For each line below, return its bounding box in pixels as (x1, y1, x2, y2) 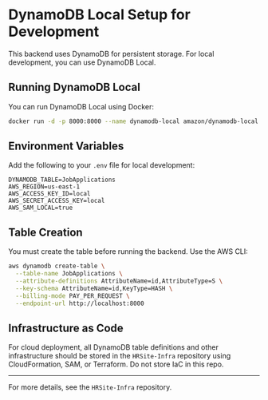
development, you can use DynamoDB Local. (8, 57, 156, 67)
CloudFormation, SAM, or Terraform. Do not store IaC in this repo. (8, 359, 224, 369)
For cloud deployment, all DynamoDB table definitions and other (8, 343, 219, 352)
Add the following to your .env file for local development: (8, 160, 195, 170)
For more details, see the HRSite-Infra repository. (8, 382, 172, 392)
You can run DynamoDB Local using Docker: (8, 101, 154, 111)
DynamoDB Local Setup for (8, 6, 191, 24)
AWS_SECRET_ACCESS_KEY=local (8, 197, 105, 205)
